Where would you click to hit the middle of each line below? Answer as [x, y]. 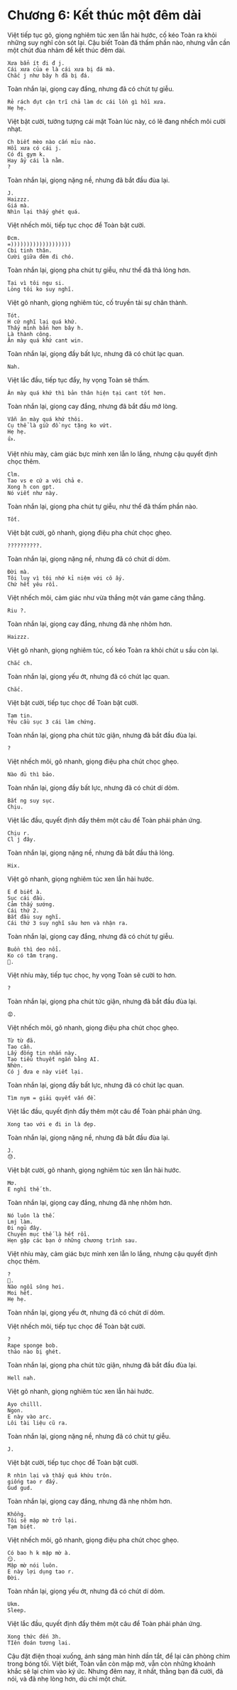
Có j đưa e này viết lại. [45, 1072]
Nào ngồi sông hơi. [36, 1287]
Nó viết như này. [33, 493]
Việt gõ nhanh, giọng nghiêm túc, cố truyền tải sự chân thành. [98, 302]
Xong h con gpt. [31, 487]
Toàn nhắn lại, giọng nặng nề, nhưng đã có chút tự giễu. [89, 1436]
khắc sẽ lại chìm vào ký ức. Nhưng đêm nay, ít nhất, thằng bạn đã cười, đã [115, 1671]
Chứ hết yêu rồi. [33, 584]
